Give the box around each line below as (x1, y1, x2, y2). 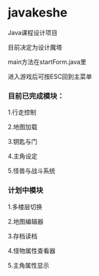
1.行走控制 (8, 108, 36, 116)
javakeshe (8, 5, 68, 21)
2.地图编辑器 (8, 217, 44, 225)
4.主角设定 (8, 152, 38, 160)
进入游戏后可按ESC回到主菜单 (8, 72, 92, 81)
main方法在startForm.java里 (8, 57, 87, 66)
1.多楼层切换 (8, 202, 43, 211)
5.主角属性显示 (8, 261, 49, 269)
